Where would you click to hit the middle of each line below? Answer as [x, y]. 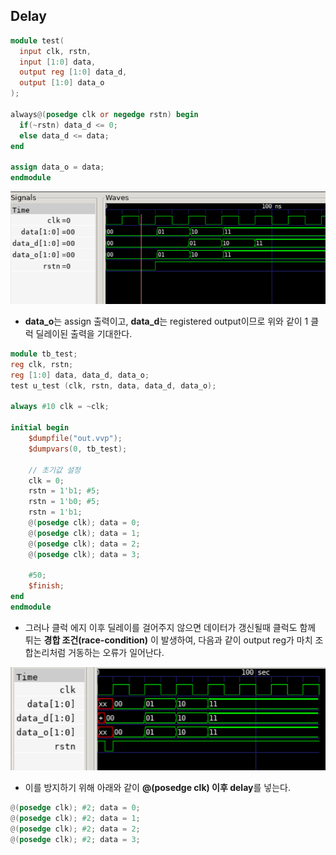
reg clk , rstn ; [42, 364]
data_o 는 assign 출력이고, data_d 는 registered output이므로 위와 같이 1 [166, 321]
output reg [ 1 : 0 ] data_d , [73, 72]
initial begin [40, 428]
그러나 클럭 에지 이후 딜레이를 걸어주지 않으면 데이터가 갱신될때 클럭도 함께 [170, 627]
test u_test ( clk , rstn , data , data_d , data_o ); [113, 385]
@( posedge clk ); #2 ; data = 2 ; [75, 829]
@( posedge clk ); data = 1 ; [84, 533]
